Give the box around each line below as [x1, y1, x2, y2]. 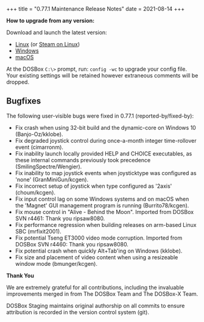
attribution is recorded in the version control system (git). [6, 308, 149, 316]
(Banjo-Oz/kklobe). [15, 131, 63, 138]
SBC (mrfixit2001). [15, 227, 62, 235]
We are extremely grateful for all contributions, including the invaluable [6, 284, 185, 291]
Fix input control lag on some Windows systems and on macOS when [15, 195, 189, 202]
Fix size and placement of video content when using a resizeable [15, 253, 178, 261]
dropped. [6, 79, 29, 85]
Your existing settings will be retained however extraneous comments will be [6, 72, 199, 79]
